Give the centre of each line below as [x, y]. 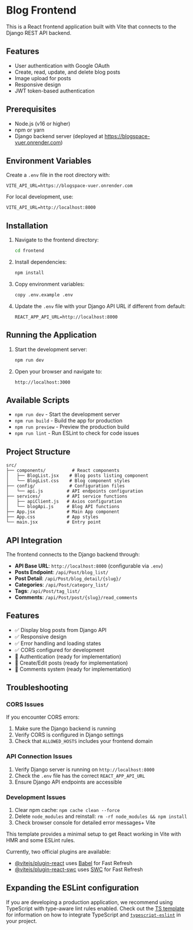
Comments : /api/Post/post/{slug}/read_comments [76, 597]
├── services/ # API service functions [67, 496]
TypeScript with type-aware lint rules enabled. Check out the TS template [95, 908]
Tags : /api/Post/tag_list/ [47, 591]
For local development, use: [40, 197]
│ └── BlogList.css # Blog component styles [68, 481]
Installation [27, 226]
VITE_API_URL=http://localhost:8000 [51, 208]
